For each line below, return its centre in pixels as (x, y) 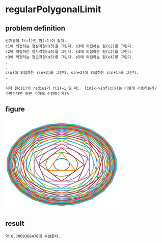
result (15, 223)
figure (15, 109)
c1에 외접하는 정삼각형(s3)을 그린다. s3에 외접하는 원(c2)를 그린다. (69, 46)
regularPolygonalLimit (53, 9)
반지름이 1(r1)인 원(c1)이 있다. (36, 41)
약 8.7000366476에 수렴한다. (33, 236)
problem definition (35, 28)
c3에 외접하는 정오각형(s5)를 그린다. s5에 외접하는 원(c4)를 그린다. (69, 57)
